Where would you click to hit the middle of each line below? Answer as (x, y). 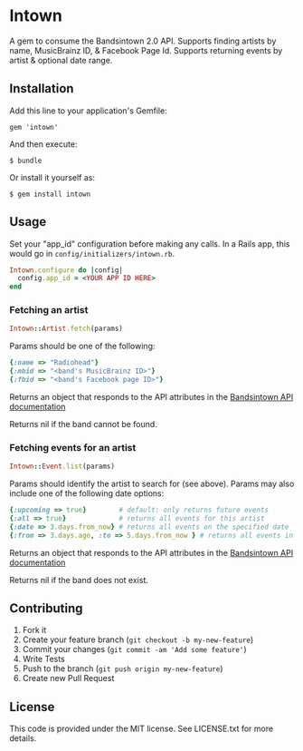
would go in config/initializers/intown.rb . (92, 253)
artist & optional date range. (61, 60)
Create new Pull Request (68, 678)
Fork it (34, 630)
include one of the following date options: (87, 493)
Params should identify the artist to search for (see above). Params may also (152, 484)
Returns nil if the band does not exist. (79, 580)
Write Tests (43, 659)
